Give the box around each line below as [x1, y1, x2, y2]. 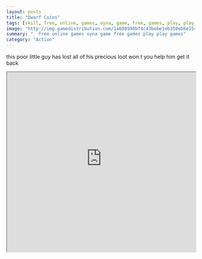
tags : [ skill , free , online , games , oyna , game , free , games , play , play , [6, 20, 197, 26]
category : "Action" [6, 37, 55, 43]
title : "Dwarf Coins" [6, 14, 61, 20]
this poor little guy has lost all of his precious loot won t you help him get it [6, 53, 190, 60]
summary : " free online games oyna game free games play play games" [6, 31, 186, 37]
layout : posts [6, 8, 42, 15]
